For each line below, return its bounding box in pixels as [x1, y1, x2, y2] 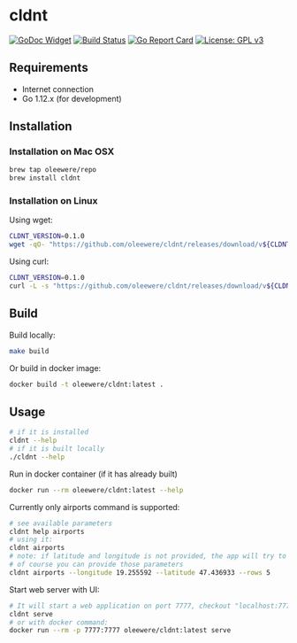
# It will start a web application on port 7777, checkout [9, 601, 232, 610]
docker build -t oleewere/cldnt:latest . [9, 380, 164, 389]
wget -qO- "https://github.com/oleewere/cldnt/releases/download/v [9, 240, 263, 249]
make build [9, 346, 49, 355]
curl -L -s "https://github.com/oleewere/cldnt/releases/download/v [9, 282, 267, 291]
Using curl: [9, 256, 49, 267]
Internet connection [21, 83, 95, 94]
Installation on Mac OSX [9, 145, 115, 158]
